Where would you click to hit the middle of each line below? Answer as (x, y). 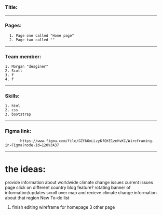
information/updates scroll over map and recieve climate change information (81, 193)
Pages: (13, 26)
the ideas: (25, 169)
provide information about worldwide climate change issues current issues (79, 183)
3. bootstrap (18, 115)
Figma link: (18, 131)
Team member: (23, 56)
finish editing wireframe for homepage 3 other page (63, 207)
